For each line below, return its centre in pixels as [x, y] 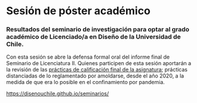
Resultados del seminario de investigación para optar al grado [98, 30]
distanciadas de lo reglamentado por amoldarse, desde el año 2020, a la [95, 76]
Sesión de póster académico [79, 11]
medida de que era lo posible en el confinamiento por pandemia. [86, 82]
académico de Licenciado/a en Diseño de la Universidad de [93, 37]
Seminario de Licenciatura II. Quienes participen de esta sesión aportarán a [99, 63]
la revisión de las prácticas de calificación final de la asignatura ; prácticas [97, 70]
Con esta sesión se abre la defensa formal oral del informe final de [88, 57]
